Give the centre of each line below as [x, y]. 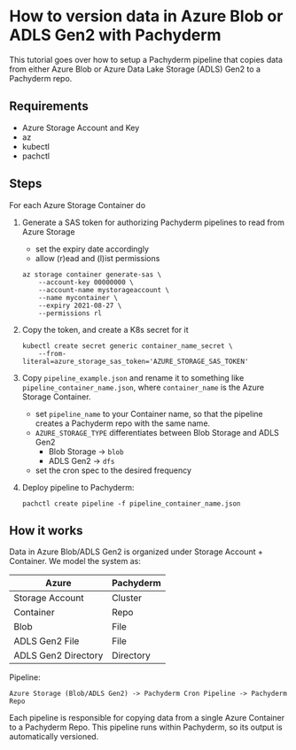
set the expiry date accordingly [92, 249]
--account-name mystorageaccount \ [104, 290]
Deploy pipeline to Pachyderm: [78, 487]
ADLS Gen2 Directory [58, 655]
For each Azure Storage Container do [78, 205]
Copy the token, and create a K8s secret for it [105, 329]
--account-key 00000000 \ [86, 282]
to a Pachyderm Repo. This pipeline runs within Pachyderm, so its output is [146, 727]
